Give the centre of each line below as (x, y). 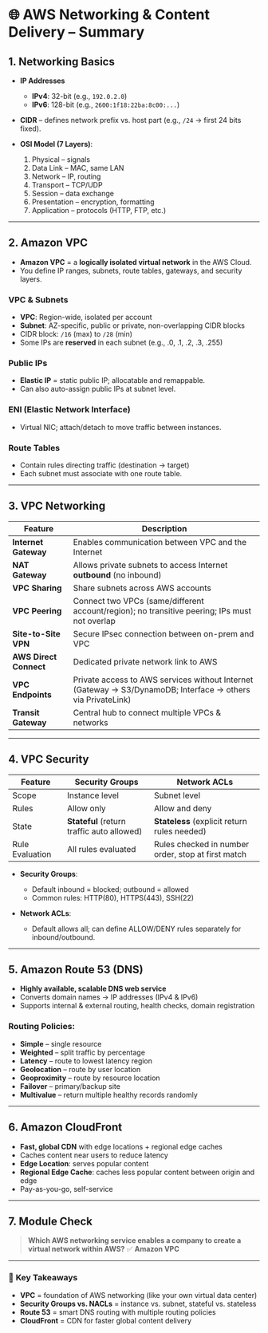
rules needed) (180, 831)
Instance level (93, 795)
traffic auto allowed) (104, 831)
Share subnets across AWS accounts (142, 588)
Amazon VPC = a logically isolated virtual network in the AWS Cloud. (136, 262)
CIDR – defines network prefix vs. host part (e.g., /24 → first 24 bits (130, 120)
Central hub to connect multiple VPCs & (147, 712)
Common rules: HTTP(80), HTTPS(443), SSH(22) (112, 897)
